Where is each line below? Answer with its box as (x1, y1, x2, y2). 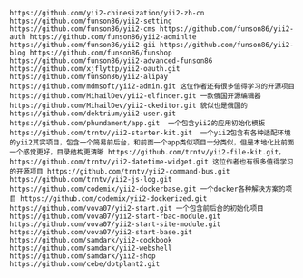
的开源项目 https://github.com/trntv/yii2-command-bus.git (9, 167, 230, 176)
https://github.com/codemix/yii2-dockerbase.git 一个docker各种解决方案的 (9, 184, 286, 194)
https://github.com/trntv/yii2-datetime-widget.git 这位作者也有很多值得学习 (9, 157, 294, 166)
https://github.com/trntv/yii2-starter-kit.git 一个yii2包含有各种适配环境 (9, 128, 291, 137)
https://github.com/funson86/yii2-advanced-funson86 (9, 56, 213, 65)
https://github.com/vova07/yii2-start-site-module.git (9, 220, 221, 229)
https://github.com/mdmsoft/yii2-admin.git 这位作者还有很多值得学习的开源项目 (9, 82, 295, 91)
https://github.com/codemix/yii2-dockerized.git (20, 194, 208, 204)
